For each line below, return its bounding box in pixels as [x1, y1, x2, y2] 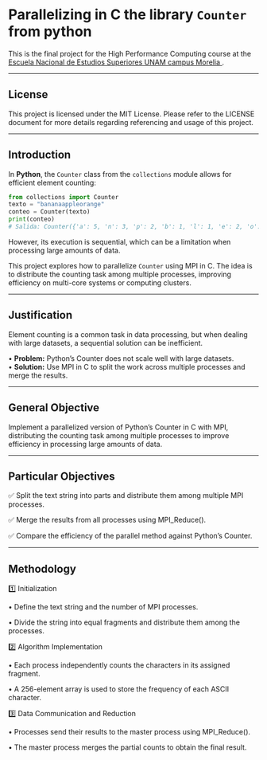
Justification [8, 308, 73, 322]
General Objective [8, 401, 100, 415]
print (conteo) [8, 215, 56, 224]
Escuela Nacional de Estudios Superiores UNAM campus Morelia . [8, 57, 225, 67]
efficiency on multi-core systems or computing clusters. [8, 277, 192, 288]
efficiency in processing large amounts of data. [8, 439, 163, 449]
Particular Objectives [8, 469, 115, 483]
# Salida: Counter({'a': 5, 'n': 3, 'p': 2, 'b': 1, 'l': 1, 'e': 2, [8, 223, 244, 231]
